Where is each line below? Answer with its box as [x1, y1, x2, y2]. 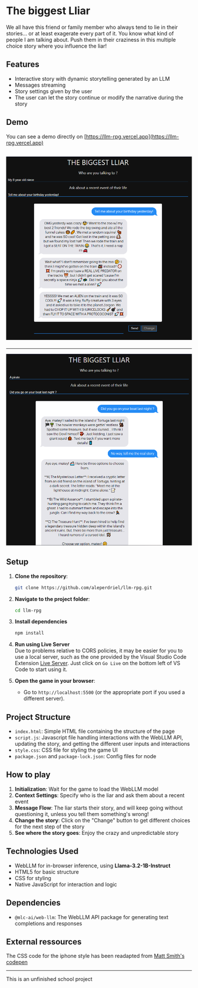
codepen [6, 959, 28, 966]
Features [6, 60, 39, 70]
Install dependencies [14, 618, 68, 625]
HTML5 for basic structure [14, 868, 80, 875]
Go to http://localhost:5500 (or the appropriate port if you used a [23, 689, 186, 696]
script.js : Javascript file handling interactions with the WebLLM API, [14, 734, 184, 741]
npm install [14, 630, 44, 636]
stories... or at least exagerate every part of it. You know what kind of [6, 29, 174, 37]
